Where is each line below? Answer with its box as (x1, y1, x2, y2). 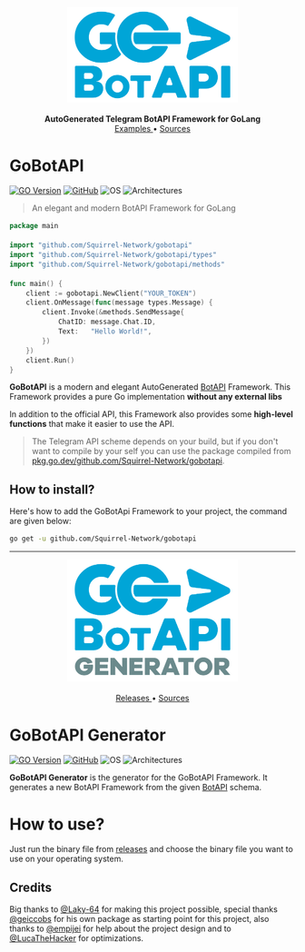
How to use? (9, 814, 105, 834)
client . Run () (25, 355, 75, 365)
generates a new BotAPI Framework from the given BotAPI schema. (9, 782, 262, 793)
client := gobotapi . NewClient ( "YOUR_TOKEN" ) (25, 289, 197, 298)
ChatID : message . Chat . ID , (57, 317, 156, 327)
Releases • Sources (115, 693, 190, 704)
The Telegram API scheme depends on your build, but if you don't (31, 436, 279, 447)
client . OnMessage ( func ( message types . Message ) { (25, 298, 213, 307)
